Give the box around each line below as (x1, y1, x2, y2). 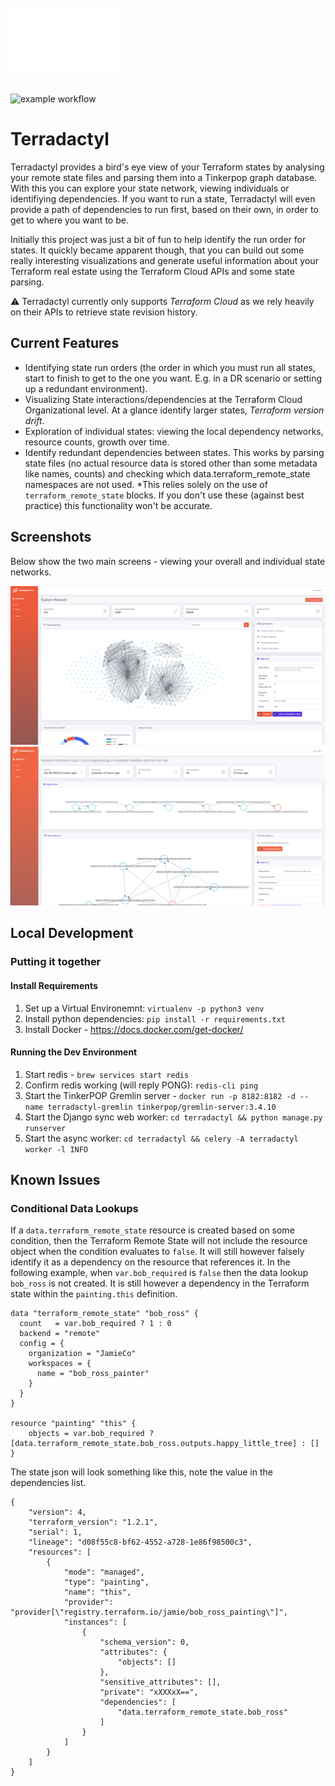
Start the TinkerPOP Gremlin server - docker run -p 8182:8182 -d (24, 1089, 296, 1101)
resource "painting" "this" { (10, 1419, 137, 1429)
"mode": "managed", (63, 1567, 145, 1578)
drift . (24, 414, 45, 426)
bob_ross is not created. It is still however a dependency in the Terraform (10, 1277, 310, 1290)
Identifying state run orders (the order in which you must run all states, (24, 361, 317, 373)
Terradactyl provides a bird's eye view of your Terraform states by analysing (10, 161, 325, 173)
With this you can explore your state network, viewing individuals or (10, 182, 290, 194)
